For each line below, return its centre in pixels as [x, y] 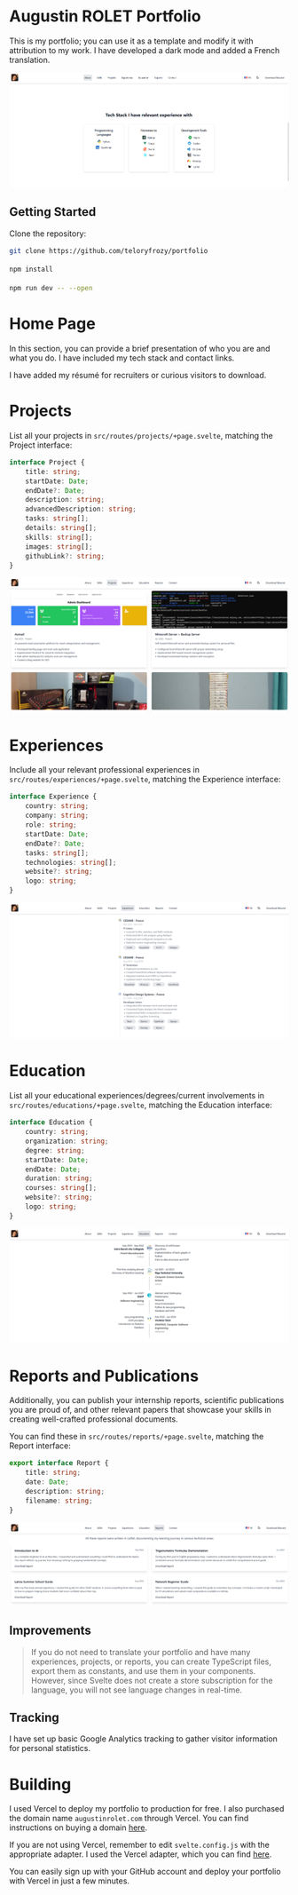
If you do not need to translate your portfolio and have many [141, 1652]
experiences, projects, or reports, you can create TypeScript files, [151, 1661]
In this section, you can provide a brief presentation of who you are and [140, 348]
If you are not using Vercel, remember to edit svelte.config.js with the [140, 1845]
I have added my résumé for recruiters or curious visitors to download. [138, 375]
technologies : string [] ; [71, 862]
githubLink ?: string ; [65, 556]
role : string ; [51, 825]
